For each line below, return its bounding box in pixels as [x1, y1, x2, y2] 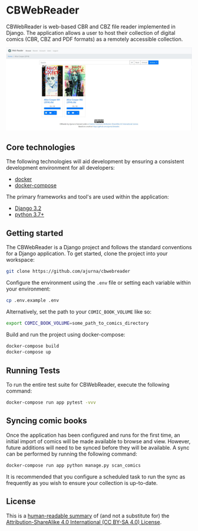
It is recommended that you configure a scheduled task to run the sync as [6, 473, 186, 480]
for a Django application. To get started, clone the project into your [6, 250, 168, 257]
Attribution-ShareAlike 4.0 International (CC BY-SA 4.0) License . [6, 518, 162, 525]
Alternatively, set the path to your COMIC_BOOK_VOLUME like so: [6, 308, 152, 315]
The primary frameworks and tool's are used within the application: [6, 193, 169, 200]
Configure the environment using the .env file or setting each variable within [6, 279, 191, 286]
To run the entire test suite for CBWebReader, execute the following [6, 381, 170, 388]
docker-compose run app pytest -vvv [6, 400, 96, 405]
